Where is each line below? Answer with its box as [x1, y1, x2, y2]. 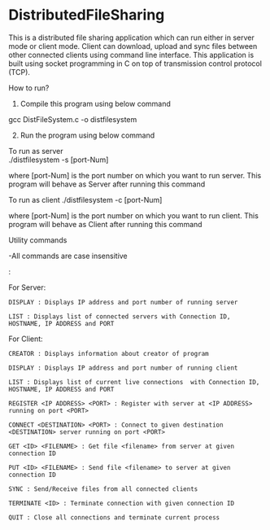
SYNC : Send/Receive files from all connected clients [8, 484, 198, 493]
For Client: [8, 334, 43, 344]
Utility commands [8, 234, 67, 245]
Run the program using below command [20, 130, 155, 140]
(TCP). [8, 67, 31, 77]
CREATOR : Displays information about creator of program [8, 349, 209, 357]
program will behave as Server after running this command [8, 179, 206, 189]
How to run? [8, 83, 50, 93]
